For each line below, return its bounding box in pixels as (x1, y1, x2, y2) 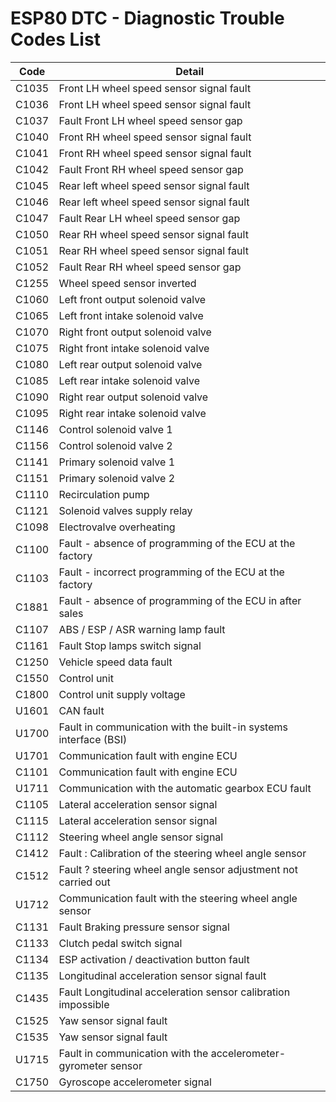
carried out (58, 875, 111, 889)
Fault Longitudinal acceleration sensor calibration (58, 985, 291, 999)
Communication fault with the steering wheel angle (58, 891, 298, 905)
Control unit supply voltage (58, 687, 186, 701)
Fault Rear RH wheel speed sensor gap (58, 260, 242, 274)
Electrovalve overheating (58, 520, 176, 534)
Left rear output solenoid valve (58, 357, 203, 371)
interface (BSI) (58, 732, 128, 746)
